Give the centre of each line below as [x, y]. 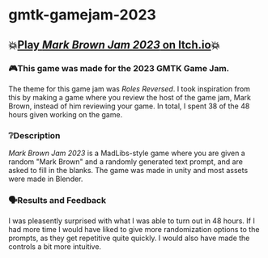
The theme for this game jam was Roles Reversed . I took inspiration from [130, 89]
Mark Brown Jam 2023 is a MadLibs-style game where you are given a [127, 153]
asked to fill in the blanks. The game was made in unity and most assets [128, 171]
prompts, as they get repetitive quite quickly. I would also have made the [129, 238]
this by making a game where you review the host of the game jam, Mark [130, 97]
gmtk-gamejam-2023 [82, 15]
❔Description [34, 135]
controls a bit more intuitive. [55, 247]
